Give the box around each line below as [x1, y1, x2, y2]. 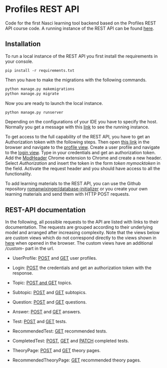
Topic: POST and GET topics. [12, 280, 72, 286]
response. [12, 270, 33, 276]
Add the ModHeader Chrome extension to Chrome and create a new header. [5, 155, 162, 161]
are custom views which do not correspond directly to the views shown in [5, 235, 157, 241]
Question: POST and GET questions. [12, 299, 87, 305]
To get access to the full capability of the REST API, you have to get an [5, 134, 151, 140]
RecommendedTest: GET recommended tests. [12, 328, 107, 334]
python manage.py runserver [5, 110, 64, 115]
